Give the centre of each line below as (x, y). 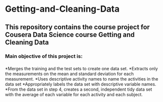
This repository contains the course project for (77, 27)
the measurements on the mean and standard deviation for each (69, 74)
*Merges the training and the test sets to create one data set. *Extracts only (81, 69)
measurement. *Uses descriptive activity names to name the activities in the (82, 79)
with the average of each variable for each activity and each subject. (74, 95)
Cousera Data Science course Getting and (70, 34)
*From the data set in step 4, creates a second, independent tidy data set (79, 89)
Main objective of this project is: (44, 56)
